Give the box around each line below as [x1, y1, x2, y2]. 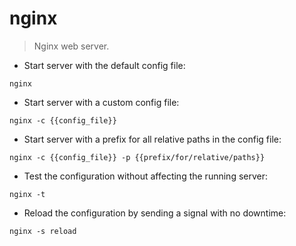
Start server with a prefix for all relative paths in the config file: [23, 133, 282, 145]
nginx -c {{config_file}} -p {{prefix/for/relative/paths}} [9, 152, 266, 162]
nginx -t [9, 189, 46, 199]
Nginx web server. [33, 40, 110, 52]
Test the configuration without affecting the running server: [23, 170, 269, 182]
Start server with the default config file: [23, 59, 186, 71]
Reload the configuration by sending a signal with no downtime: [23, 207, 287, 219]
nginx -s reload [9, 226, 77, 236]
